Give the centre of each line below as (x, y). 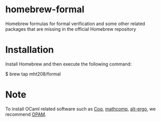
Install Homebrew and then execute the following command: (68, 64)
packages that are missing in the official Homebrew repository (71, 29)
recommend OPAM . (26, 114)
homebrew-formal (45, 9)
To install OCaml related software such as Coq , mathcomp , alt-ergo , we (80, 109)
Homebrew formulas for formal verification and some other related (75, 24)
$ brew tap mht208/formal (33, 74)
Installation (30, 50)
